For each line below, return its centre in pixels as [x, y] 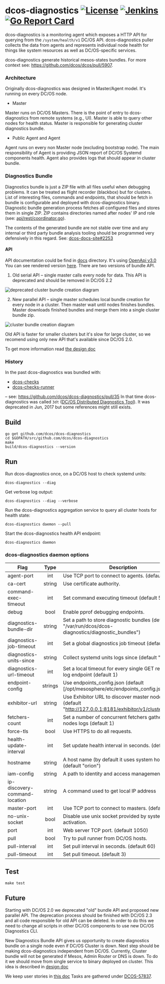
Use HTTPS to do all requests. [98, 731]
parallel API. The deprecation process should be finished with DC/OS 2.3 [79, 915]
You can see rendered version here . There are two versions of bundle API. [80, 265]
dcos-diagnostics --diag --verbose [41, 501]
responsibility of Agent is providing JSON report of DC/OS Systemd [73, 153]
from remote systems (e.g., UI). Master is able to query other [91, 118]
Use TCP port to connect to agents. [104, 576]
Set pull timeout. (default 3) [95, 854]
